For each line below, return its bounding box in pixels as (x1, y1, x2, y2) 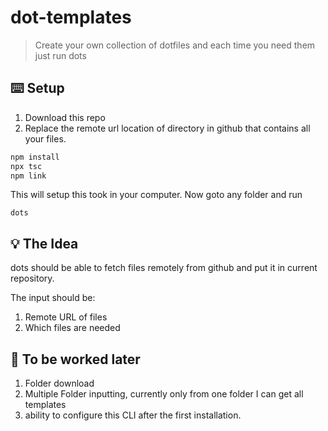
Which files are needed (24, 322, 121, 334)
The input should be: (10, 292, 96, 304)
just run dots (34, 49, 87, 61)
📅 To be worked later (10, 351, 141, 368)
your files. (24, 132, 67, 145)
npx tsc (10, 161, 43, 171)
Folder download (24, 377, 95, 389)
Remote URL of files (24, 311, 108, 323)
